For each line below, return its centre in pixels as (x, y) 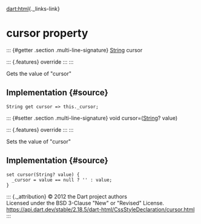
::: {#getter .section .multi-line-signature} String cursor (74, 50)
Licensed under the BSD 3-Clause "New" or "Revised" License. (85, 203)
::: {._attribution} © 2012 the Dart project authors (67, 196)
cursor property (47, 33)
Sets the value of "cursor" (39, 141)
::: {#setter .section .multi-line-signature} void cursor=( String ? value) (92, 118)
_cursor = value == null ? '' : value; (62, 180)
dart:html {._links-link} (33, 9)
